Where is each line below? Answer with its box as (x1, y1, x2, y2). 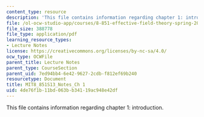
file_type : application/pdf (6, 31, 78, 37)
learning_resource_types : (6, 37, 72, 43)
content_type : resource (6, 8, 67, 15)
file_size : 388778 (6, 25, 53, 32)
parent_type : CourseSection (6, 65, 78, 71)
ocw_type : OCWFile (6, 54, 53, 60)
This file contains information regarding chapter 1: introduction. (6, 104, 164, 111)
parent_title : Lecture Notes (6, 59, 80, 65)
